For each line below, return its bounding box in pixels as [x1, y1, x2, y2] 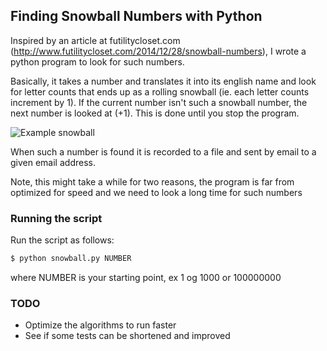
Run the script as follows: [10, 234, 115, 246]
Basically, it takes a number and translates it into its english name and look [10, 75, 317, 87]
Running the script [10, 211, 103, 225]
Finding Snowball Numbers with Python [10, 8, 263, 25]
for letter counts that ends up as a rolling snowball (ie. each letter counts [10, 85, 310, 98]
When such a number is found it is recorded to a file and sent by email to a [10, 145, 317, 158]
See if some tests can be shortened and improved [24, 330, 231, 342]
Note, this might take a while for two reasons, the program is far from [10, 175, 295, 188]
